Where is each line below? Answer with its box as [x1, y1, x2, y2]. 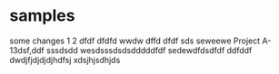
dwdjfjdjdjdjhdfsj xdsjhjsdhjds [9, 54, 121, 65]
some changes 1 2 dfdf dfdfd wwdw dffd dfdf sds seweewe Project [9, 35, 261, 46]
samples [9, 5, 75, 26]
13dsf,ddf [9, 44, 45, 55]
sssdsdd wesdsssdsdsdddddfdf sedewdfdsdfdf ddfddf [45, 44, 253, 55]
